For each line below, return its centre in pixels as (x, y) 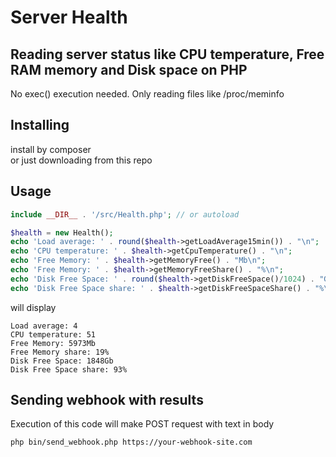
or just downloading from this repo (81, 160)
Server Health (69, 17)
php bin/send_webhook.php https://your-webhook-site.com (131, 442)
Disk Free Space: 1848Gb (62, 361)
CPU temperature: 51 (53, 334)
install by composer (51, 149)
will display (33, 307)
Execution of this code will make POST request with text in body (142, 424)
